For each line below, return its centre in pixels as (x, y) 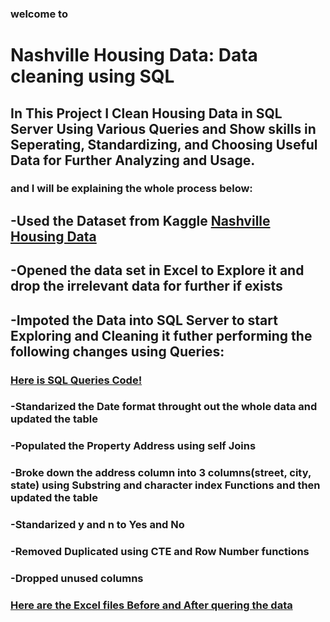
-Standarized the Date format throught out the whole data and (164, 407)
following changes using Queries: (117, 351)
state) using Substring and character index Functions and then (165, 485)
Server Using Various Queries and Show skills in (163, 128)
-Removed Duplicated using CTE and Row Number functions (160, 552)
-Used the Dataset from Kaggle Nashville (140, 220)
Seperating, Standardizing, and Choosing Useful (164, 144)
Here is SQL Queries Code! (76, 380)
